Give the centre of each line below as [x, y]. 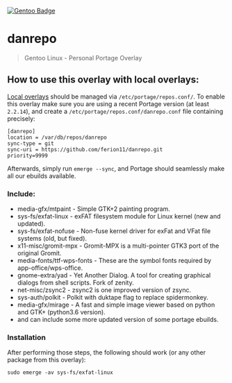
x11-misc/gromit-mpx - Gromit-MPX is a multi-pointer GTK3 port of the [118, 246]
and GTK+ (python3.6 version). [61, 312]
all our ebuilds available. [42, 176]
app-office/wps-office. [50, 268]
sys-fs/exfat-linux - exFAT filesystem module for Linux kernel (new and [119, 216]
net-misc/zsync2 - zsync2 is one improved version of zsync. [104, 290]
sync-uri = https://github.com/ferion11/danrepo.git [85, 149]
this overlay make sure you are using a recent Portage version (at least [108, 103]
